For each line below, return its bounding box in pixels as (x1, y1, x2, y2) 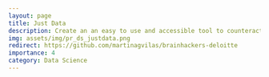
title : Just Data (8, 19, 66, 27)
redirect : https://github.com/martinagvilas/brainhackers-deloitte (8, 42, 239, 50)
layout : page (8, 11, 52, 20)
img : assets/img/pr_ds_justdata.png (8, 34, 130, 43)
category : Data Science (8, 57, 88, 65)
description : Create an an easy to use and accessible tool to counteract (8, 26, 263, 34)
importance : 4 (8, 49, 56, 57)
